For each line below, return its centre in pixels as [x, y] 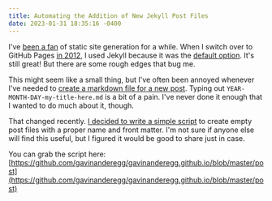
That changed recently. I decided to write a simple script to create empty [130, 121]
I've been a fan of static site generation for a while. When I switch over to [131, 46]
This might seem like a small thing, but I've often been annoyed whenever [132, 79]
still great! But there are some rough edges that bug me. [102, 64]
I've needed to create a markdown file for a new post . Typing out [117, 88]
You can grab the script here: [57, 154]
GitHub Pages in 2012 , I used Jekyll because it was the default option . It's [131, 55]
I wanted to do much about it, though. [71, 105]
